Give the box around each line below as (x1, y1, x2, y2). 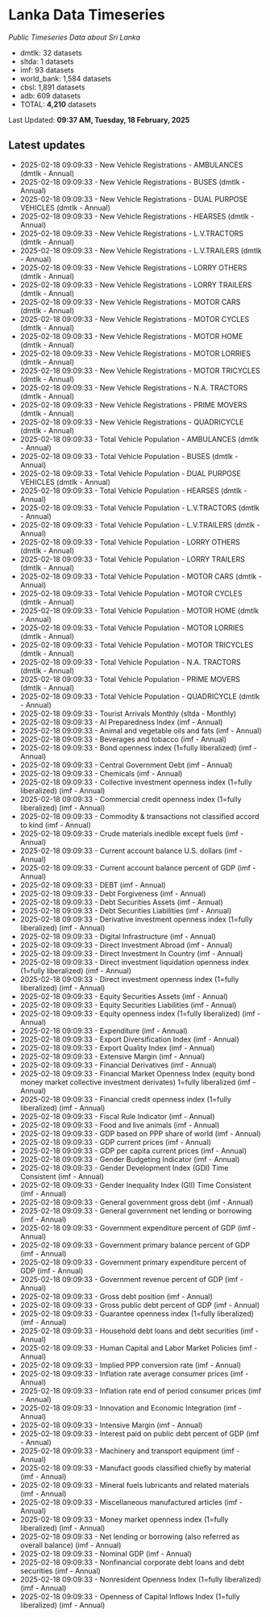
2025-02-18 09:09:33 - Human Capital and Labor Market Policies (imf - (19, 1343, 258, 1352)
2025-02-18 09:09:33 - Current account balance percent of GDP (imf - (19, 863, 256, 872)
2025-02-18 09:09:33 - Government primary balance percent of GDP (19, 1240, 251, 1250)
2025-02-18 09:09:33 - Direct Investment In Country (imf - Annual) (19, 948, 243, 958)
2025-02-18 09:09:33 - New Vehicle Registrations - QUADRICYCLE (19, 417, 244, 427)
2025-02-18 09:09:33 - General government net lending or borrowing (19, 1205, 252, 1215)
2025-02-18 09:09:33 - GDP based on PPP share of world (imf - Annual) (19, 1128, 261, 1139)
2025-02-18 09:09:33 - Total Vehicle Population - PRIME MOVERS (19, 674, 240, 683)
